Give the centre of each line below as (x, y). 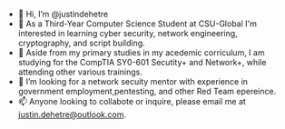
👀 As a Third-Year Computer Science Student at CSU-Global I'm (137, 24)
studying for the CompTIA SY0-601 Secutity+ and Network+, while (142, 62)
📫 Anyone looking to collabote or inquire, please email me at (132, 101)
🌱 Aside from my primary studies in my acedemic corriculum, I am (141, 53)
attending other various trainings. (80, 72)
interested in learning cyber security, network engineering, (128, 33)
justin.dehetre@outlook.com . (72, 114)
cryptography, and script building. (81, 43)
